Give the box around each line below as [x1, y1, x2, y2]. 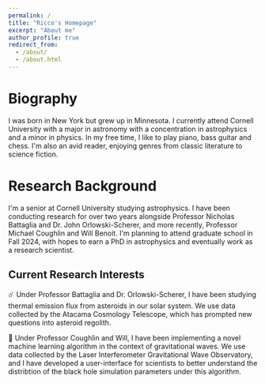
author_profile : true [8, 33, 80, 42]
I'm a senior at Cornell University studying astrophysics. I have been [8, 203, 231, 213]
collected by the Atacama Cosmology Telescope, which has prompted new [8, 309, 252, 318]
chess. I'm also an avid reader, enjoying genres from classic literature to [8, 141, 243, 150]
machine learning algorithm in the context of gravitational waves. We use [8, 341, 246, 351]
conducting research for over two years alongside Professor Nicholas [8, 211, 235, 221]
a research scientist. [8, 245, 74, 254]
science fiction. [8, 149, 59, 159]
